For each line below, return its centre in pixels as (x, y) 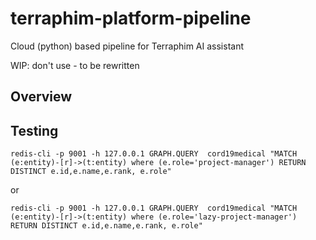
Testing (34, 130)
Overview (41, 97)
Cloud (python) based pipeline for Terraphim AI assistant (127, 46)
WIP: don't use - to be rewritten (75, 65)
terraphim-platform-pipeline (131, 18)
